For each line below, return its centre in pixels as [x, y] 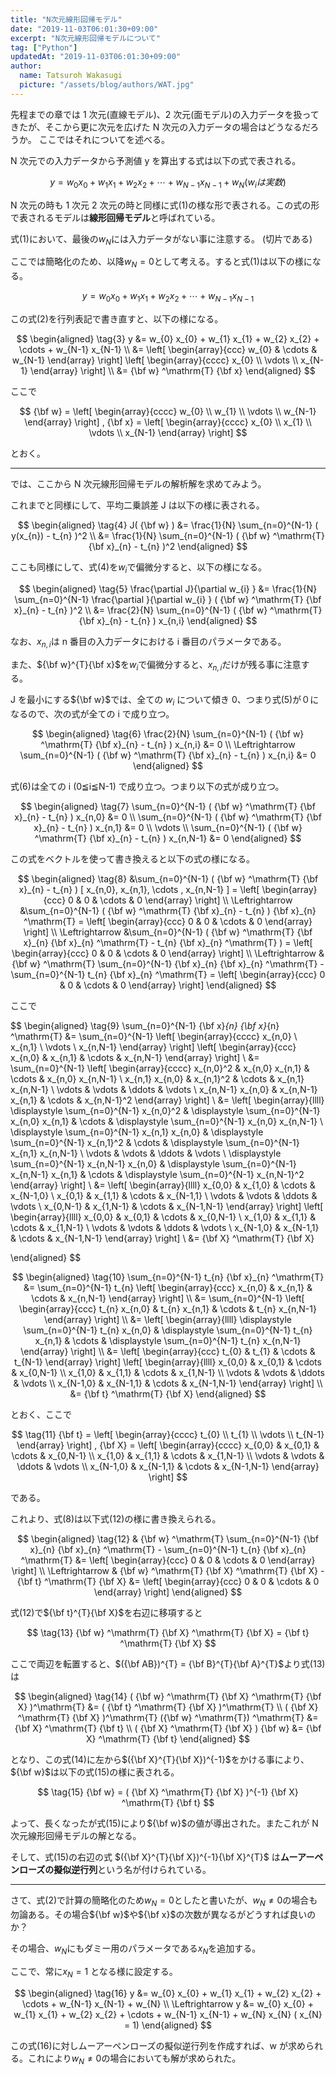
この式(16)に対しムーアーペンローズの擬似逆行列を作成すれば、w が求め [158, 2045]
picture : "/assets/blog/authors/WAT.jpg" [107, 85]
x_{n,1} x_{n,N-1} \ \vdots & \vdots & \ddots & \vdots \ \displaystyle [146, 1153]
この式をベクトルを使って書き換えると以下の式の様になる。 [132, 859]
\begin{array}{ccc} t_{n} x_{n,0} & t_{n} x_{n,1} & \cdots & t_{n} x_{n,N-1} [168, 1309]
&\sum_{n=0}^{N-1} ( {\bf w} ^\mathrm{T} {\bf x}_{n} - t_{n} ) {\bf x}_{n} [168, 911]
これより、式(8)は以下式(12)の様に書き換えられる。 [116, 1519]
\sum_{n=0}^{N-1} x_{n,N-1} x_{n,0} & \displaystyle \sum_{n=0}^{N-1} [153, 1164]
